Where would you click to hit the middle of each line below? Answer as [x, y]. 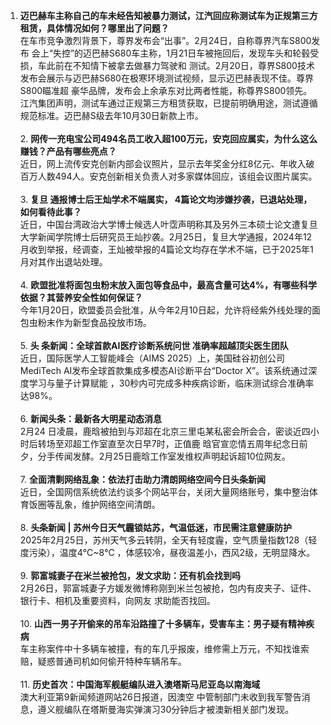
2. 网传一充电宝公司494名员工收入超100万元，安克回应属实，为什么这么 [168, 138]
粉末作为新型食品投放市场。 [94, 322]
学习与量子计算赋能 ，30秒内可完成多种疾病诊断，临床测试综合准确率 [171, 383]
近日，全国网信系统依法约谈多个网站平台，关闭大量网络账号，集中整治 [164, 492]
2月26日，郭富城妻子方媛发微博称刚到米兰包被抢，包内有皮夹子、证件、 [168, 588]
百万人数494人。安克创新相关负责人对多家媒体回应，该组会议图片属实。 [168, 176]
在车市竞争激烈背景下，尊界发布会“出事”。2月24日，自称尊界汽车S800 [165, 40]
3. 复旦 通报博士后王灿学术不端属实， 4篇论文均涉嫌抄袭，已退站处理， [166, 199]
